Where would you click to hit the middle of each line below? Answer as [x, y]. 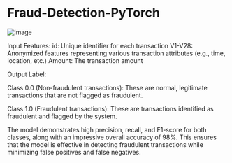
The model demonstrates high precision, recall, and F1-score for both [107, 129]
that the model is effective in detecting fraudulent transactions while [106, 144]
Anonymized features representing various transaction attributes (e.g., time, [116, 53]
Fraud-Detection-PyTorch [84, 13]
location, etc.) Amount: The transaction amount [75, 60]
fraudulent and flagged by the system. [62, 116]
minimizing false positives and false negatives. [74, 152]
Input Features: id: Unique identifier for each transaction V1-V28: [100, 45]
